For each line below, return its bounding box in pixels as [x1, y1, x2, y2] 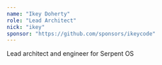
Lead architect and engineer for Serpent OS [6, 49, 134, 58]
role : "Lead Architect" [6, 17, 77, 24]
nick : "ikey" [6, 23, 45, 30]
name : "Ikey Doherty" [6, 10, 71, 18]
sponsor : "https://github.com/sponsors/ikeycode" [6, 30, 156, 37]
